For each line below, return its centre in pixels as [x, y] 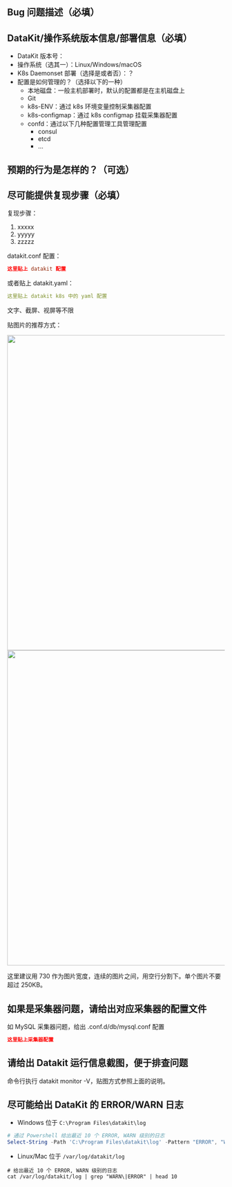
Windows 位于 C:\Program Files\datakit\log [81, 1123]
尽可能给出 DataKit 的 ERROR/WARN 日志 [96, 1105]
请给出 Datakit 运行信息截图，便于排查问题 [98, 1063]
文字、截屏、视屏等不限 [40, 310]
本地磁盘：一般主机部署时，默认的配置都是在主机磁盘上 [106, 91]
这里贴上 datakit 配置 [37, 269]
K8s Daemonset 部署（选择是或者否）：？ [76, 73]
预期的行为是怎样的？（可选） [71, 170]
